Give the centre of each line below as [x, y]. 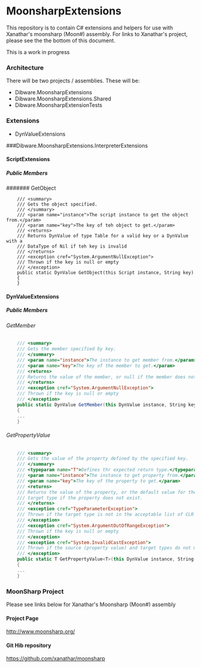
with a [14, 241]
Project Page [22, 618]
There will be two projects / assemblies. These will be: [73, 81]
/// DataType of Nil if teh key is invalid [72, 247]
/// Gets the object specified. [57, 205]
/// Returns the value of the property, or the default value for [101, 492]
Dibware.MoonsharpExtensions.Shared [63, 99]
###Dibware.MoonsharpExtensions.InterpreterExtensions [77, 145]
